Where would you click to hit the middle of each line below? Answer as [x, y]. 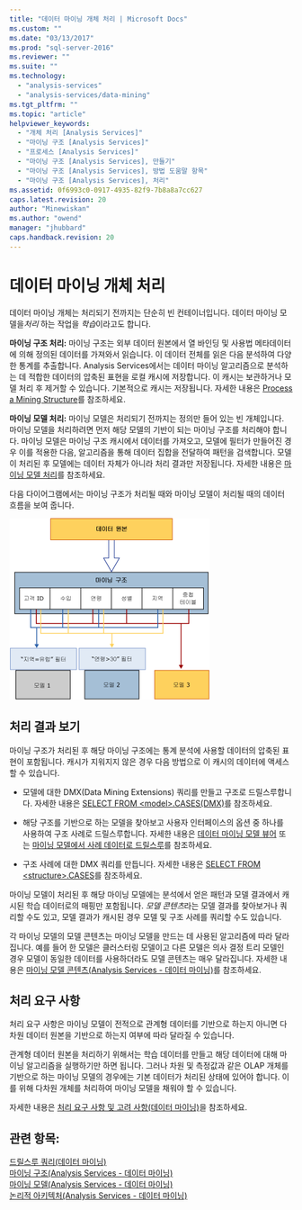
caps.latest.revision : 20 [58, 199]
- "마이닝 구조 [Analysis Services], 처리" [93, 180]
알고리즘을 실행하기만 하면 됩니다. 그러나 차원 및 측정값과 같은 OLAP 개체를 [157, 1066]
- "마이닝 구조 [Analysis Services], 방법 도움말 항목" [113, 171]
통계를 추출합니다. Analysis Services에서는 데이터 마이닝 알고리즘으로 [142, 366]
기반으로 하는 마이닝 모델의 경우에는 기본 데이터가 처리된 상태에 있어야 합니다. [145, 1077]
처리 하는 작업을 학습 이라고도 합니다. [87, 323]
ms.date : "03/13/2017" [52, 38]
